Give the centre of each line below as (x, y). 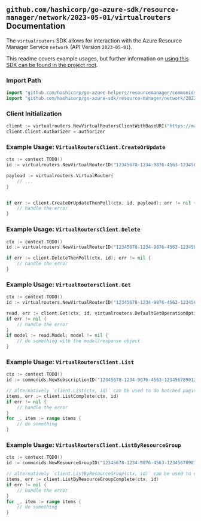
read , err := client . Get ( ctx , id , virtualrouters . (71, 313)
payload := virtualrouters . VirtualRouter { (60, 176)
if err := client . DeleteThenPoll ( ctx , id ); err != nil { (79, 258)
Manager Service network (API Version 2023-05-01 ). (69, 47)
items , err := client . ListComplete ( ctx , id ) (63, 396)
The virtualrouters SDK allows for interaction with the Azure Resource (94, 40)
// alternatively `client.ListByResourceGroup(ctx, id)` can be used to (99, 474)
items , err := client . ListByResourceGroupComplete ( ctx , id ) (83, 479)
